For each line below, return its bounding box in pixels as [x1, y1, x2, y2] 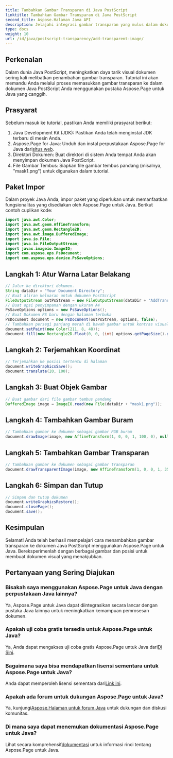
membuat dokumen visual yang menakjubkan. [5, 553, 103, 559]
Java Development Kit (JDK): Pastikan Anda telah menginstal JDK [12, 129, 152, 135]
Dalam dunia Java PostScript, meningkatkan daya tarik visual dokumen [5, 69, 156, 75]
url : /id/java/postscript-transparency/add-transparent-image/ [5, 37, 144, 42]
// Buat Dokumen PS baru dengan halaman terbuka [5, 312, 112, 317]
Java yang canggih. [5, 91, 47, 97]
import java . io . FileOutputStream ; [5, 241, 80, 246]
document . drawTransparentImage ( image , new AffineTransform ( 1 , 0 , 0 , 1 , [5, 467, 163, 472]
